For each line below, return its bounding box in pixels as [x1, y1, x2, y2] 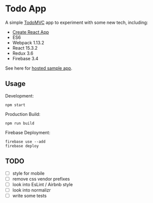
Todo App [5, 3, 46, 14]
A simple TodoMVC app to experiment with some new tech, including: [5, 19, 149, 25]
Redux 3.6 [12, 50, 33, 56]
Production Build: [5, 111, 41, 117]
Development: [5, 93, 34, 99]
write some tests [12, 193, 47, 199]
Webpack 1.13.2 [12, 39, 44, 45]
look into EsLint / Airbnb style [12, 181, 73, 187]
